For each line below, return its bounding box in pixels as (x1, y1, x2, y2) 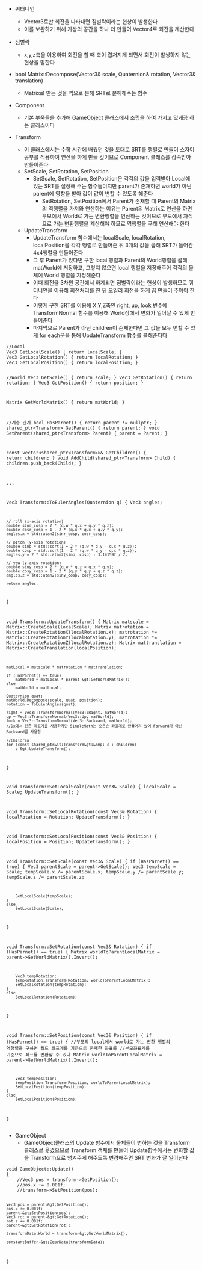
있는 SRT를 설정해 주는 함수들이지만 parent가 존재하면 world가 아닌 (32, 182, 192, 190)
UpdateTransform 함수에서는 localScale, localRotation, (32, 234, 166, 241)
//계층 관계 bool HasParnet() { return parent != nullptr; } (6, 420, 158, 426)
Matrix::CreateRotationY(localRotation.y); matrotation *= (6, 634, 158, 641)
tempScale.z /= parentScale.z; (6, 874, 85, 880)
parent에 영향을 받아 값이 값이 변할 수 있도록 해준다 (32, 190, 153, 197)
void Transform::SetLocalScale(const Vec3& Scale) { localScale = (6, 784, 176, 790)
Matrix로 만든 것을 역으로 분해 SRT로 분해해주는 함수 (23, 90, 148, 96)
